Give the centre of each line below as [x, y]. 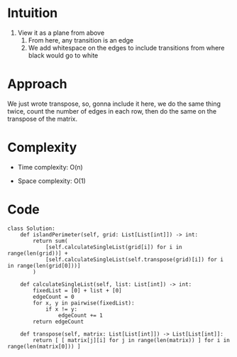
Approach [37, 84]
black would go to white [63, 55]
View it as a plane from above [61, 33]
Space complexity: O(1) [52, 181]
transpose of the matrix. [43, 119]
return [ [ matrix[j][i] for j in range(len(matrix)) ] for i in [132, 340]
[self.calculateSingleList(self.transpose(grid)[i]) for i [134, 259]
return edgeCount [58, 322]
